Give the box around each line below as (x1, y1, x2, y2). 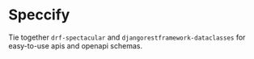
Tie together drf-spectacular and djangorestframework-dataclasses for (8, 32, 246, 42)
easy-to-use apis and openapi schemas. (8, 40, 143, 50)
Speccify (8, 6, 70, 24)
